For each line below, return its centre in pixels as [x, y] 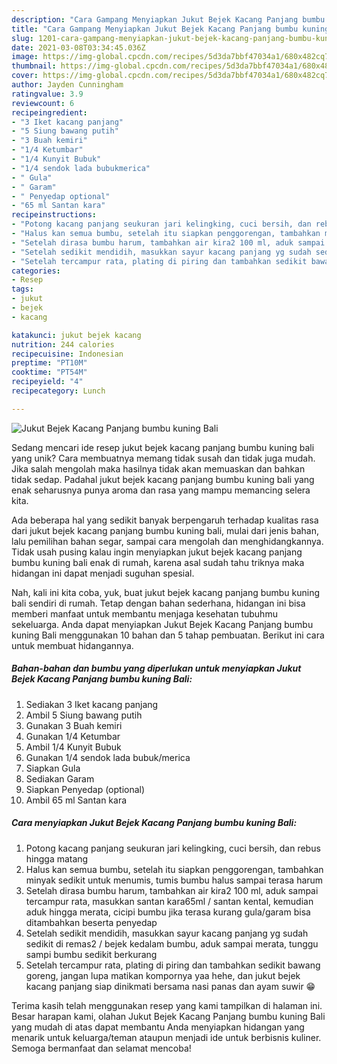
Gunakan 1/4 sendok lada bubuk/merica [108, 757]
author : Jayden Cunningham [67, 85]
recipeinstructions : [54, 215]
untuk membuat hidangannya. [72, 645]
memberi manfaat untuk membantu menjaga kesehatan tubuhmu [144, 613]
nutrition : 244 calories [63, 344]
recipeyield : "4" [47, 382]
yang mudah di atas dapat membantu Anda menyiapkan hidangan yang [158, 1027]
